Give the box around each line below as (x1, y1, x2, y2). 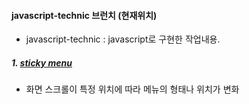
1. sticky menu (11, 56, 73, 69)
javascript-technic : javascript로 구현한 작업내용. (25, 33, 221, 45)
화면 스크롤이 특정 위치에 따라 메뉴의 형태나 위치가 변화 (25, 83, 240, 95)
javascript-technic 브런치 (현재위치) (11, 9, 158, 21)
